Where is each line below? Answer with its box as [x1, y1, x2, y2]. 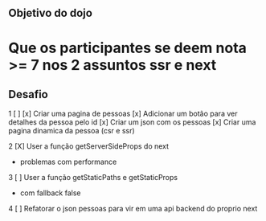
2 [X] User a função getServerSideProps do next [8, 141, 170, 151]
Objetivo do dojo [8, 6, 92, 20]
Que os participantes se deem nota [8, 39, 248, 57]
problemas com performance [19, 157, 117, 167]
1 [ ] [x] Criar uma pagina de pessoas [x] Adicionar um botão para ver [8, 108, 238, 119]
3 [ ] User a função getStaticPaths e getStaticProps [8, 173, 178, 182]
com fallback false [19, 188, 81, 198]
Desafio [8, 88, 48, 101]
